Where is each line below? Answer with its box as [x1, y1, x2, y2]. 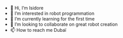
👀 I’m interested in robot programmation [10, 10, 95, 16]
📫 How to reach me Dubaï [10, 27, 67, 33]
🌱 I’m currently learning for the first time [10, 16, 95, 22]
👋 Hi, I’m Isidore [10, 5, 44, 11]
